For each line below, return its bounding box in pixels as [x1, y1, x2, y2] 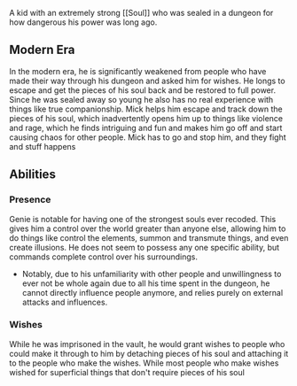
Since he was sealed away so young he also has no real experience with [9, 94, 274, 104]
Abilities [9, 167, 56, 182]
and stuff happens [9, 141, 76, 151]
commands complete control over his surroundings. [9, 251, 198, 262]
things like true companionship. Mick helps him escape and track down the [9, 104, 283, 114]
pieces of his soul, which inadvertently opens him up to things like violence [9, 112, 284, 123]
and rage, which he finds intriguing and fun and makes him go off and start [9, 122, 283, 133]
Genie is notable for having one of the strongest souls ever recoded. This [9, 213, 277, 224]
